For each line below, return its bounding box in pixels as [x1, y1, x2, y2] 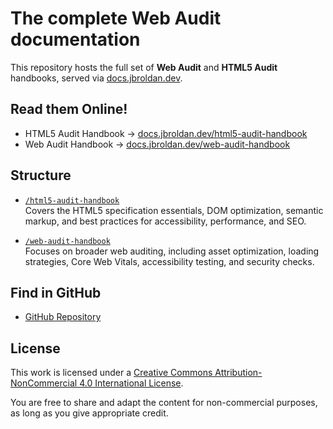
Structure [10, 167, 72, 184]
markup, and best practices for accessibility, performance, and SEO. [24, 215, 307, 227]
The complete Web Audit [10, 7, 222, 30]
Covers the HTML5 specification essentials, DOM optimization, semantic [24, 204, 324, 216]
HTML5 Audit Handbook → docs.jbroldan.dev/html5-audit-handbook [24, 127, 308, 139]
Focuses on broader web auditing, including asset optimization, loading [24, 245, 320, 257]
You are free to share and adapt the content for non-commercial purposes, [10, 397, 318, 409]
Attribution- [214, 367, 263, 379]
